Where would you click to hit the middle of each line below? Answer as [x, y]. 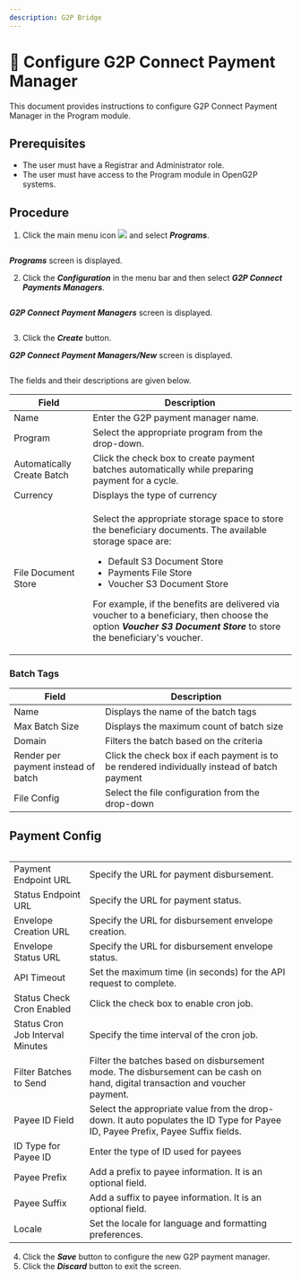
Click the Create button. [67, 338]
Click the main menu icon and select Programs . [116, 235]
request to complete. [133, 984]
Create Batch [41, 475]
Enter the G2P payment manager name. [176, 418]
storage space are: [132, 541]
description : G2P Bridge [56, 18]
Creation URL [42, 932]
